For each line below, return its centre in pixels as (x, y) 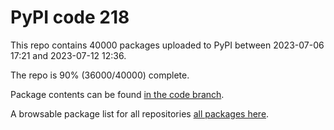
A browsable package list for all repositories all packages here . (140, 113)
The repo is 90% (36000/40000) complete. (100, 75)
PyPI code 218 (70, 17)
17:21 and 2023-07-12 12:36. (68, 55)
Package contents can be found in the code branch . (117, 94)
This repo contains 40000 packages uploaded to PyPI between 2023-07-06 (167, 45)
